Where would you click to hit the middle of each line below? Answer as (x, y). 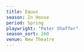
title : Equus (22, 12)
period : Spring (25, 23)
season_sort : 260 (28, 34)
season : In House (28, 17)
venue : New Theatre (30, 39)
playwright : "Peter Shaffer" (42, 28)
